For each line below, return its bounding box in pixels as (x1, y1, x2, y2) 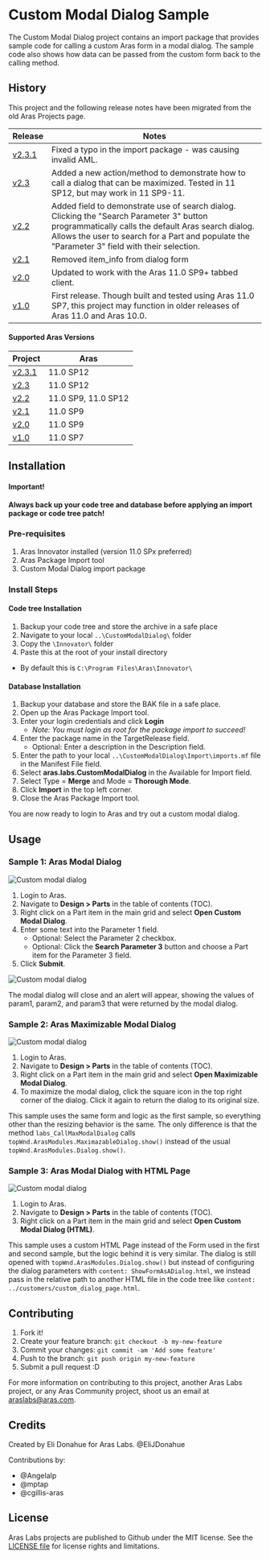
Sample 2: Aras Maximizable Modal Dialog (8, 1019, 177, 1030)
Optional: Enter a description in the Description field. (31, 742, 206, 752)
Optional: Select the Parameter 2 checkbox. (31, 933, 177, 943)
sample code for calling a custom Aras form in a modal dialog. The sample (8, 40, 255, 50)
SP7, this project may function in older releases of (51, 300, 239, 311)
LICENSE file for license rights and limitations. (8, 1540, 160, 1551)
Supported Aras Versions (8, 333, 95, 342)
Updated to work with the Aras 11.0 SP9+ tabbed (51, 267, 239, 278)
